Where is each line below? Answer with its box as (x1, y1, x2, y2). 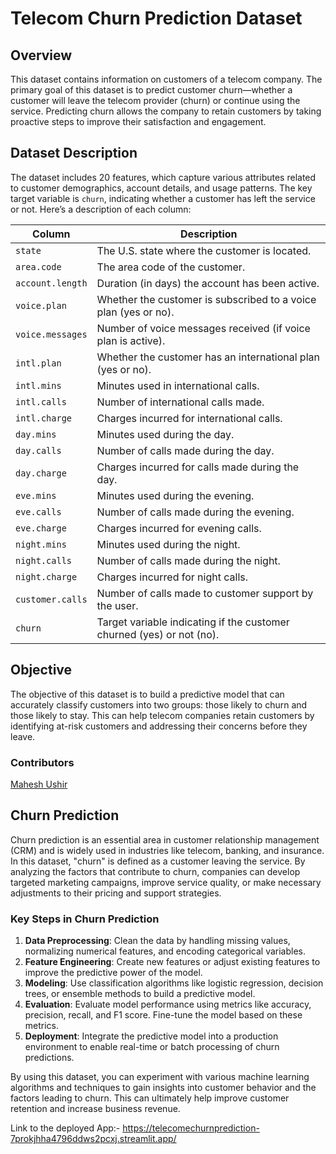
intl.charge (15, 412, 73, 424)
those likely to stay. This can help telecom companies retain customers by (10, 709, 315, 721)
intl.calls (15, 396, 67, 407)
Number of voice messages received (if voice (96, 321, 311, 335)
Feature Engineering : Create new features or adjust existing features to (24, 956, 321, 968)
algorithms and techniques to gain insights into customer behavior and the (10, 1082, 317, 1094)
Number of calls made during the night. (96, 553, 281, 567)
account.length (15, 277, 88, 289)
